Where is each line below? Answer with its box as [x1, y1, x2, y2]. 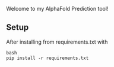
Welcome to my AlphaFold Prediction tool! [6, 5, 109, 12]
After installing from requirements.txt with [6, 38, 108, 45]
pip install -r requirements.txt [6, 55, 89, 61]
